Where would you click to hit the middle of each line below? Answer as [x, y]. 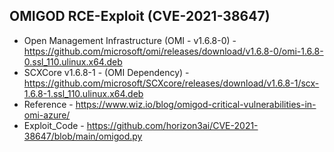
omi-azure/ [47, 115]
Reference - [48, 104]
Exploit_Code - [54, 125]
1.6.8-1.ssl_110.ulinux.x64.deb [83, 93]
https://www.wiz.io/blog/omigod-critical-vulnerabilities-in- [196, 104]
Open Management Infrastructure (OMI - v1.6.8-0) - [130, 40]
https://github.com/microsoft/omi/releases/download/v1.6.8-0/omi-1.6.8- [173, 51]
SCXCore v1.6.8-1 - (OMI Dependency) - [106, 72]
